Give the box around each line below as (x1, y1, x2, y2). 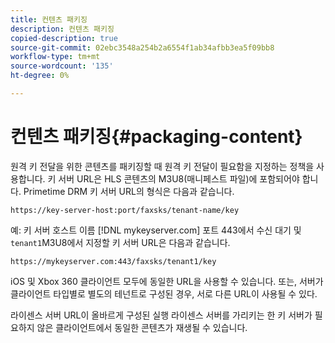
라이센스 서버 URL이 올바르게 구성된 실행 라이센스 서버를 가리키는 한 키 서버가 (10, 309, 313, 321)
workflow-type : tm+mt (10, 52, 101, 62)
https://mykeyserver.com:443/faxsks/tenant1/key (10, 256, 217, 266)
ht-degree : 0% (10, 71, 70, 81)
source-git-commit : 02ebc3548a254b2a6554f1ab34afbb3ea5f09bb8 (10, 42, 275, 53)
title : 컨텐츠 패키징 (10, 14, 88, 25)
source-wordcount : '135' (10, 61, 114, 71)
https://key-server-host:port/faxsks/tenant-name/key (10, 205, 240, 215)
